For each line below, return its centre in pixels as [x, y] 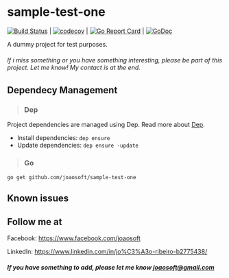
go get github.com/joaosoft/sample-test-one [72, 177]
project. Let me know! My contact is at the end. [74, 67]
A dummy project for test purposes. [57, 44]
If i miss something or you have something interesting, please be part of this [115, 60]
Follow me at [35, 221]
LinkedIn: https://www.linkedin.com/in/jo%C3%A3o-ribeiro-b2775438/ [107, 251]
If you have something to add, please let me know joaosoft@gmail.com [111, 267]
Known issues [38, 199]
